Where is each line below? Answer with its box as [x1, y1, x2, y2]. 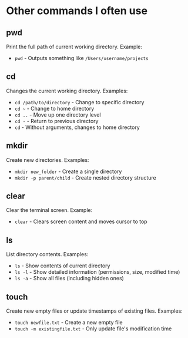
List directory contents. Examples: [6, 251, 89, 258]
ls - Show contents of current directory [14, 262, 110, 269]
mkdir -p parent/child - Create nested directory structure [14, 174, 157, 181]
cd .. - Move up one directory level [14, 111, 101, 118]
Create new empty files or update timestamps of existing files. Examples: [6, 307, 183, 314]
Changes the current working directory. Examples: [6, 87, 128, 94]
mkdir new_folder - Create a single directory [14, 168, 122, 175]
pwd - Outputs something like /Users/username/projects [14, 55, 149, 61]
